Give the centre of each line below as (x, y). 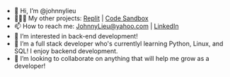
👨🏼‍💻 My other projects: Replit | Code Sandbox (81, 18)
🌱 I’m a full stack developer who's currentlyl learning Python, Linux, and (119, 43)
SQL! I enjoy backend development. (66, 51)
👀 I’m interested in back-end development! (76, 36)
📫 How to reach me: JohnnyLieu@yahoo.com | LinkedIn (96, 26)
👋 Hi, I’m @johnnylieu (45, 11)
